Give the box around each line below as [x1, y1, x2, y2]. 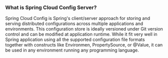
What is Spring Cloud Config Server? [5, 4, 97, 11]
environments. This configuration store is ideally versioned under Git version [5, 26, 163, 32]
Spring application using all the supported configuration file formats [5, 36, 145, 42]
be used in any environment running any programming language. [5, 47, 139, 53]
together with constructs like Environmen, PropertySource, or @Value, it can [5, 42, 163, 48]
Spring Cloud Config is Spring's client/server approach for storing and [5, 15, 150, 21]
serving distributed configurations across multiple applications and [5, 20, 143, 26]
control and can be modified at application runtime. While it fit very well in [5, 31, 158, 37]
